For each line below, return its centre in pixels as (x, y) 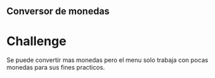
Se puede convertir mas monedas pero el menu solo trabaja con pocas (107, 60)
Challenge (37, 41)
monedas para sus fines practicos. (56, 68)
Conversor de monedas (58, 11)
